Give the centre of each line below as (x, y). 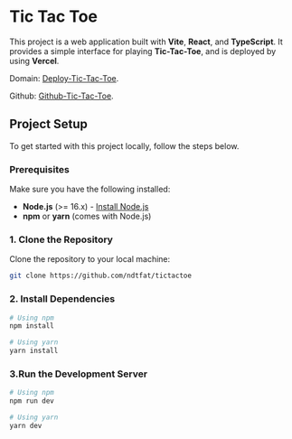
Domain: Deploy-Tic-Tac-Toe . (64, 78)
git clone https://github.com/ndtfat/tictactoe (101, 276)
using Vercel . (34, 61)
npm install (32, 326)
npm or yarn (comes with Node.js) (87, 216)
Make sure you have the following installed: (90, 189)
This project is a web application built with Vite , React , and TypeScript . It (146, 42)
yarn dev (26, 425)
